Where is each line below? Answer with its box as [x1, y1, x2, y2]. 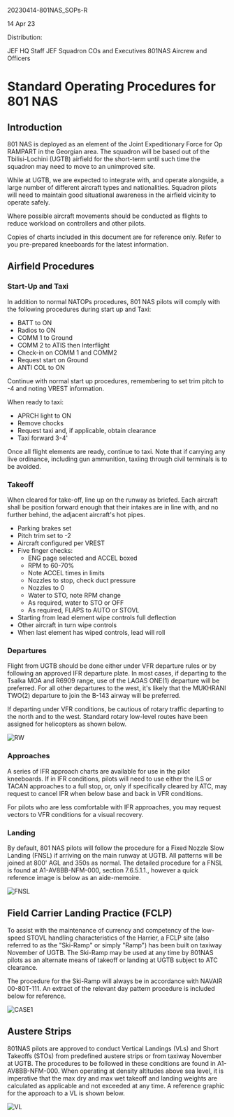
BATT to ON [17, 318, 52, 327]
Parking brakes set [17, 523, 72, 532]
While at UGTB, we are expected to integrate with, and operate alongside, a [7, 176, 224, 184]
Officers [7, 54, 31, 62]
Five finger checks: [17, 546, 73, 554]
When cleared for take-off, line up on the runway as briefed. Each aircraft [7, 495, 218, 504]
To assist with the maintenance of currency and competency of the [7, 926, 200, 934]
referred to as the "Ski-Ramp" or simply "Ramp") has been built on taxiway [7, 940, 222, 949]
